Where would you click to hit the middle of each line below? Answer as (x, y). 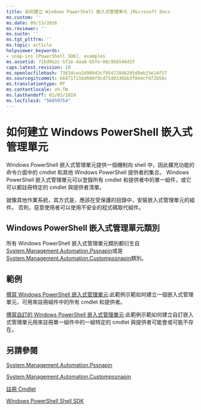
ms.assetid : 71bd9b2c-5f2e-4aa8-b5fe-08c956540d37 (71, 62)
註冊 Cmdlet (21, 389)
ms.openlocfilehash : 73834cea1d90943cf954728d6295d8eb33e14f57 (87, 73)
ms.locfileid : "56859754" (38, 100)
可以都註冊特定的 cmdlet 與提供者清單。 (55, 187)
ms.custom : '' (24, 17)
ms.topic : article (29, 45)
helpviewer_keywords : (33, 51)
